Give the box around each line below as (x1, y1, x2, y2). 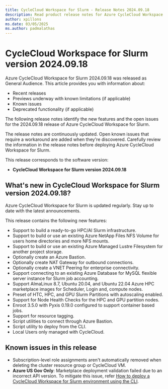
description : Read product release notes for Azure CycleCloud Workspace (5, 12, 163, 17)
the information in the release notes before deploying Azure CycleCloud (5, 142, 154, 148)
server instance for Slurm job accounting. (12, 275, 99, 281)
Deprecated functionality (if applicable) (12, 106, 94, 112)
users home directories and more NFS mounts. (12, 238, 110, 244)
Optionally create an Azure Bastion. (12, 254, 86, 260)
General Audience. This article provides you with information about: (5, 81, 145, 87)
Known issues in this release (5, 343, 97, 352)
